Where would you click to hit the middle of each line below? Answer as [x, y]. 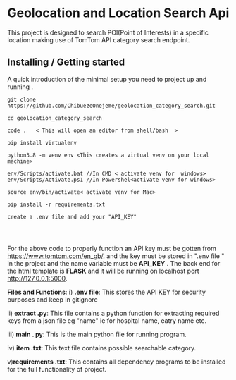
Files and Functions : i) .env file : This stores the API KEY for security [106, 292]
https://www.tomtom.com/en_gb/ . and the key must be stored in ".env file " [116, 256]
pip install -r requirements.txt [56, 204]
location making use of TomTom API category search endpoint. [99, 39]
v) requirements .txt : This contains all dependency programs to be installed [117, 362]
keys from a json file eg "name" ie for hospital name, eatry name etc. [107, 320]
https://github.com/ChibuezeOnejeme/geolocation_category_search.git [112, 106]
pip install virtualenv [42, 142]
